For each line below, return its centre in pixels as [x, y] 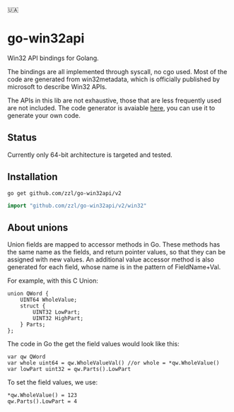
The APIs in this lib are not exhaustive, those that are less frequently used [114, 100]
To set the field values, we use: [52, 382]
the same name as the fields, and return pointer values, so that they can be [117, 252]
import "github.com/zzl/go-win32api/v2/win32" [77, 206]
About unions [38, 227]
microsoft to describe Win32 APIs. [57, 86]
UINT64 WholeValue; [49, 300]
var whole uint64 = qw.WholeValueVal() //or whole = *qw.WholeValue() [113, 363]
